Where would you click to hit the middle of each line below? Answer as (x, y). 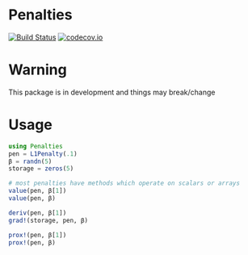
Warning (38, 70)
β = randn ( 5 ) (30, 161)
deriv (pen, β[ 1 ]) (38, 213)
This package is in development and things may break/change (112, 92)
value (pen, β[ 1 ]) (38, 191)
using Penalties (36, 146)
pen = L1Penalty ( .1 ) (43, 154)
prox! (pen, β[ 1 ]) (38, 235)
